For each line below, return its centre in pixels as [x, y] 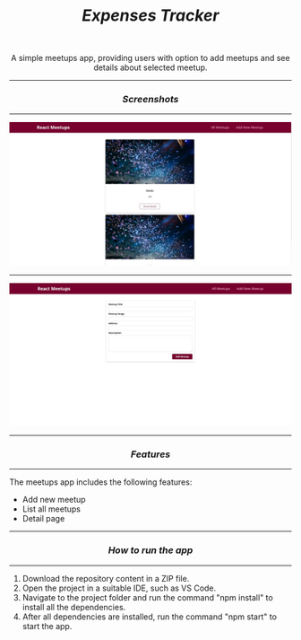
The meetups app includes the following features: [101, 482]
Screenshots [150, 99]
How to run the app [150, 550]
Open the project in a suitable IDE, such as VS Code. [119, 588]
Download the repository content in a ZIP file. [106, 578]
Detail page [43, 519]
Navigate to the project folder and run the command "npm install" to [147, 597]
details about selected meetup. [150, 67]
